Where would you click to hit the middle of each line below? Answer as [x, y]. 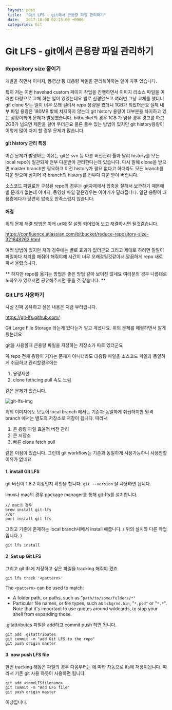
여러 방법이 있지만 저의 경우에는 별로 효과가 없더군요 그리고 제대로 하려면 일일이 [85, 250]
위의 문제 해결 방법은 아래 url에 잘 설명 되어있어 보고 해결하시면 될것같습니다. [82, 224]
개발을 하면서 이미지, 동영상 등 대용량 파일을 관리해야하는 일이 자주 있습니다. [81, 81]
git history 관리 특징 [26, 143]
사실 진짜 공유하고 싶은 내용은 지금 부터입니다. [51, 307]
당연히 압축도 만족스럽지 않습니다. [61, 198]
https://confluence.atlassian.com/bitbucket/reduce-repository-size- [77, 234]
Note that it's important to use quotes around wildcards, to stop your [85, 608]
